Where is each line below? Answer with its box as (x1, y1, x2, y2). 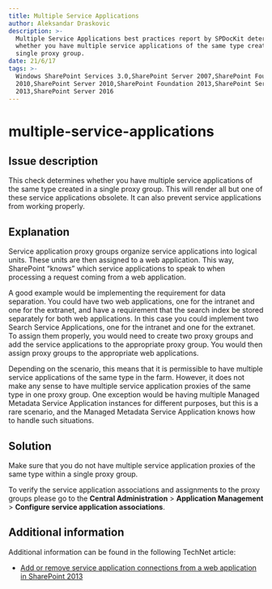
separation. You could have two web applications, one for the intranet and (8, 297, 255, 306)
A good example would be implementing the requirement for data (8, 288, 226, 298)
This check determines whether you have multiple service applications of (8, 176, 253, 186)
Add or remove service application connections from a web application (19, 562, 257, 572)
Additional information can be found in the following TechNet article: (8, 547, 236, 557)
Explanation (8, 224, 70, 239)
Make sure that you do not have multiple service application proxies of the (8, 461, 256, 470)
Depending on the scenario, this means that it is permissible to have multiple (8, 364, 263, 373)
